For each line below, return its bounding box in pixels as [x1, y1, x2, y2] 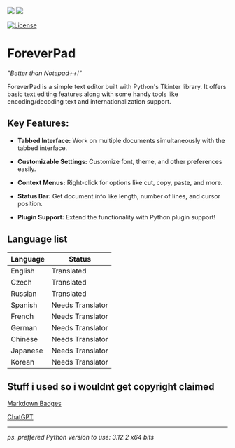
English [10, 266, 35, 276]
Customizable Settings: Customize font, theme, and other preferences [17, 157, 222, 165]
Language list [7, 233, 68, 245]
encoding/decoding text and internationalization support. [7, 97, 171, 105]
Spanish [10, 300, 38, 310]
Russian [10, 288, 37, 298]
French [10, 311, 34, 321]
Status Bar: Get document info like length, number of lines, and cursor [17, 191, 220, 200]
